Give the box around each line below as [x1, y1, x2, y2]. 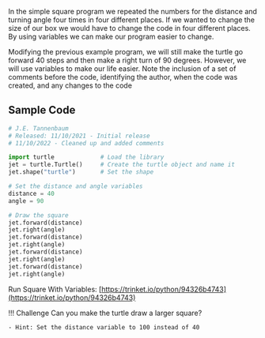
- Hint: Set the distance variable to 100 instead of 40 [8, 323, 200, 331]
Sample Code [8, 103, 76, 117]
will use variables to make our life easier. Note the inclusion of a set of [8, 64, 237, 73]
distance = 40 [8, 190, 55, 197]
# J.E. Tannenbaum [8, 124, 69, 133]
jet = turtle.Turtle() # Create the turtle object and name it [8, 161, 236, 169]
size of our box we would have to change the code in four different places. [8, 24, 251, 32]
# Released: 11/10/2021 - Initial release [8, 132, 150, 140]
